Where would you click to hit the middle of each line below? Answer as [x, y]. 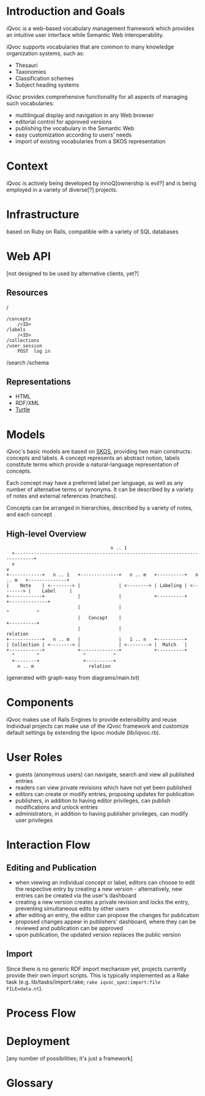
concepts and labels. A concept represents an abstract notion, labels [93, 458]
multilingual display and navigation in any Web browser [84, 115]
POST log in [34, 351]
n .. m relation [64, 666]
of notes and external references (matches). [62, 496]
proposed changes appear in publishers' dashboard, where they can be [106, 921]
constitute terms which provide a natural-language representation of [93, 465]
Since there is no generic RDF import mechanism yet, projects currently [96, 969]
